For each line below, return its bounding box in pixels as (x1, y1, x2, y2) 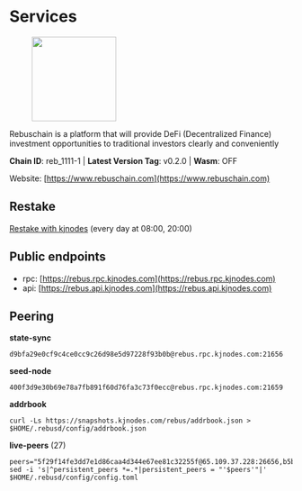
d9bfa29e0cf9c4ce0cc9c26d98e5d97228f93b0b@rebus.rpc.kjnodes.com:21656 (9, 350, 283, 359)
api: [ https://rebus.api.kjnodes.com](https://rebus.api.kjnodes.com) (22, 282, 272, 294)
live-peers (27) (9, 440, 67, 451)
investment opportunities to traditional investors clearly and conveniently (9, 138, 280, 149)
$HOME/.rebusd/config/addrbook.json (9, 424, 147, 433)
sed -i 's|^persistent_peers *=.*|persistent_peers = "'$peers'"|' (9, 466, 268, 475)
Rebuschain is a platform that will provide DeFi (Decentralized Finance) (9, 128, 272, 139)
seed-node (9, 366, 52, 377)
